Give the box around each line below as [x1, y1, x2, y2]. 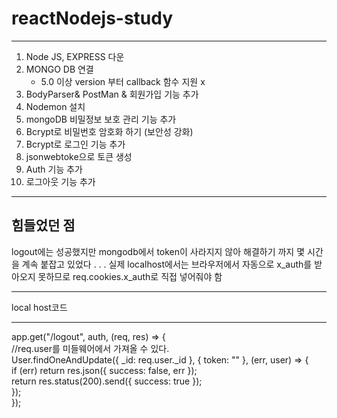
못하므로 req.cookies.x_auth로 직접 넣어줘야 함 [37, 270, 223, 282]
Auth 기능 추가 [25, 163, 83, 175]
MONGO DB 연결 [25, 63, 94, 75]
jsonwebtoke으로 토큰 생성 [25, 150, 133, 162]
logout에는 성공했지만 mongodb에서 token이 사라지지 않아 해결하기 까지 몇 [11, 245, 306, 257]
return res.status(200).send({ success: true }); [11, 375, 203, 387]
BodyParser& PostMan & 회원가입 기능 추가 [25, 88, 199, 100]
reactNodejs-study [11, 7, 174, 30]
